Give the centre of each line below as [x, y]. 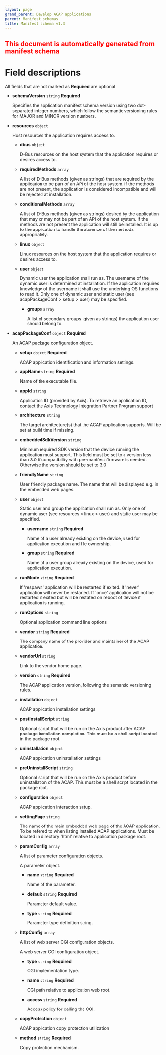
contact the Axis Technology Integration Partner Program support [86, 406]
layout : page [19, 10]
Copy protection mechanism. [49, 1047]
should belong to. [45, 323]
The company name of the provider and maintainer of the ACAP [84, 641]
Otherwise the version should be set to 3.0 [63, 465]
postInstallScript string [44, 719]
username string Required [55, 528]
